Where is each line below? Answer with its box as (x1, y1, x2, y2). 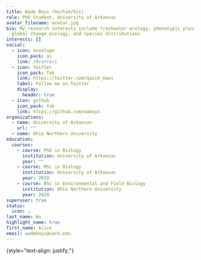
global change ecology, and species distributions (11, 31, 141, 37)
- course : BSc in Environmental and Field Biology (17, 181, 146, 187)
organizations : (6, 114, 44, 120)
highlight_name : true (6, 219, 60, 225)
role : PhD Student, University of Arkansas (6, 14, 117, 20)
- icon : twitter (11, 64, 52, 70)
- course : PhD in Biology (17, 147, 82, 153)
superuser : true (6, 197, 47, 203)
